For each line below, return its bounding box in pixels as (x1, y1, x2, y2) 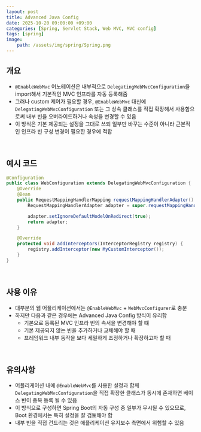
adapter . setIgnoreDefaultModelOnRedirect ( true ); (28, 213, 151, 219)
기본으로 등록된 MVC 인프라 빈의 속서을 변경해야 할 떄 (23, 319, 150, 326)
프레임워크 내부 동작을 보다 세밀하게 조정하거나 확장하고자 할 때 (23, 334, 171, 341)
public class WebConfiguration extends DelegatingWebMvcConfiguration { (6, 180, 191, 186)
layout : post (6, 8, 39, 15)
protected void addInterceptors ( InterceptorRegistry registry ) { (17, 241, 184, 247)
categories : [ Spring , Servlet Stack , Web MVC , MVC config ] (6, 25, 157, 32)
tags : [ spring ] (6, 31, 44, 37)
